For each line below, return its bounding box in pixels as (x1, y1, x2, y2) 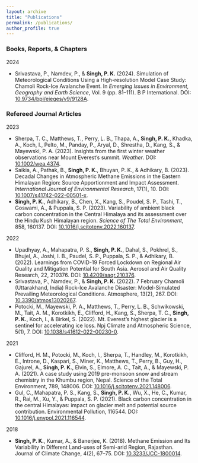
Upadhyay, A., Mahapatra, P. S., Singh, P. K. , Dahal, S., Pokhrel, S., (14, 246, 178, 253)
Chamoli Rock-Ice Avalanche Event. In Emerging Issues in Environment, (14, 83, 189, 90)
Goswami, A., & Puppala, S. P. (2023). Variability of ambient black (14, 204, 175, 211)
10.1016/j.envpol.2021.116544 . (14, 414, 87, 421)
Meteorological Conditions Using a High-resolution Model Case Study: (14, 76, 187, 83)
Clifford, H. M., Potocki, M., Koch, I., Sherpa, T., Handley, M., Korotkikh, (14, 351, 189, 358)
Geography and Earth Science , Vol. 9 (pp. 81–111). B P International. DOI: (14, 88, 191, 96)
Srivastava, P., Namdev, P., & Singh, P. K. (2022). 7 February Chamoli (14, 277, 184, 285)
